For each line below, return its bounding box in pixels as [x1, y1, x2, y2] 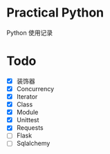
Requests [16, 124, 44, 132]
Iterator [16, 93, 38, 101]
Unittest [16, 116, 39, 124]
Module [16, 108, 39, 117]
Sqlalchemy [16, 139, 51, 148]
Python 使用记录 [6, 28, 53, 37]
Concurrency [16, 84, 55, 93]
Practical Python [6, 5, 104, 21]
